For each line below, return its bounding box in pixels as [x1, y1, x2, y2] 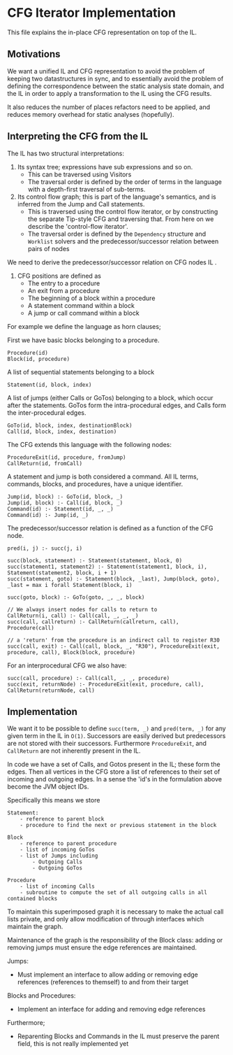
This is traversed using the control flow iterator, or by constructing [27, 207, 218, 215]
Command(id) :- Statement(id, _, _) [7, 505, 114, 512]
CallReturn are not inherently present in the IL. [7, 746, 141, 755]
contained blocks [7, 895, 58, 902]
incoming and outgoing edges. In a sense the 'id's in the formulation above [7, 775, 222, 784]
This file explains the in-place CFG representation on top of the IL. [7, 28, 197, 36]
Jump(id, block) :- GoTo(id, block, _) [7, 493, 123, 500]
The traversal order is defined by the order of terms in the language [27, 177, 222, 186]
